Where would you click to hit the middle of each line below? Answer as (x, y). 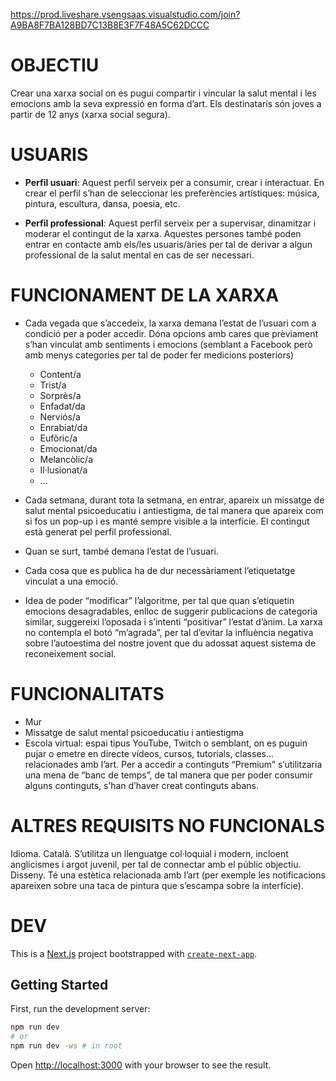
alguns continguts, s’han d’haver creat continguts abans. (141, 785)
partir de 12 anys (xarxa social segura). (90, 114)
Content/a (60, 374)
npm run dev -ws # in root (66, 1046)
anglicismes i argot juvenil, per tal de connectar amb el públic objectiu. (156, 864)
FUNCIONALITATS (87, 694)
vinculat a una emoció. (71, 581)
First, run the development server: (80, 1009)
